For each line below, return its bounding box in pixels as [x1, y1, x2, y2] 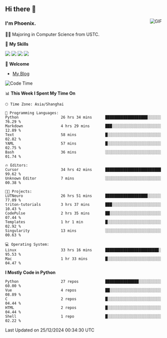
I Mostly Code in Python [5, 269, 56, 275]
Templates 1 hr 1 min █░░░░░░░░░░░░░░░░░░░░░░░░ [5, 219, 162, 224]
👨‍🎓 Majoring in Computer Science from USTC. [5, 31, 100, 37]
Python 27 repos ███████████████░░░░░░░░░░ [5, 279, 162, 284]
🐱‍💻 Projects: [5, 189, 32, 194]
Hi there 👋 [5, 5, 36, 13]
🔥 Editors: [5, 163, 28, 168]
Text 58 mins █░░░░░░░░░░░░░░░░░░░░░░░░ [5, 132, 162, 137]
